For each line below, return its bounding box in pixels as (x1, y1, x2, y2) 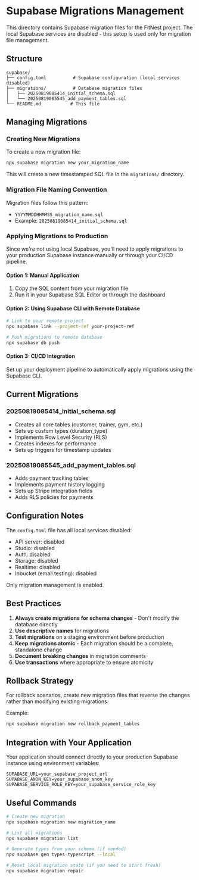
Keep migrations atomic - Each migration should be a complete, (14, 639, 173, 647)
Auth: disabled (14, 551, 51, 558)
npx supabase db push (6, 339, 60, 346)
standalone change (14, 646, 63, 653)
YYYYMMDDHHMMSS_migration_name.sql (14, 211, 104, 218)
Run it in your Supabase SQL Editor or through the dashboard (14, 291, 166, 298)
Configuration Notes (6, 511, 84, 521)
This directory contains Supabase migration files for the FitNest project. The (6, 24, 193, 31)
